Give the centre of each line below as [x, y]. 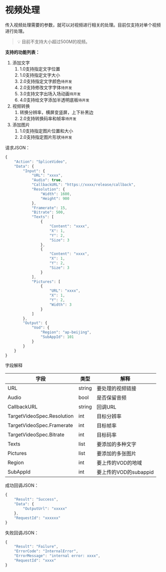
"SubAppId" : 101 [57, 337]
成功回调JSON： [22, 485]
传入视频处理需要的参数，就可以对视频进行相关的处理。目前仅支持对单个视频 [83, 25]
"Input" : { [34, 171]
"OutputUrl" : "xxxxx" [45, 509]
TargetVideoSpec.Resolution [41, 416]
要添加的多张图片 [117, 453]
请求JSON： [18, 147]
